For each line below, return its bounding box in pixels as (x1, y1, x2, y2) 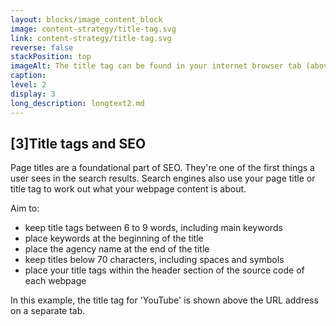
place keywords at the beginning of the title (24, 232, 204, 245)
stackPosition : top (10, 52, 92, 62)
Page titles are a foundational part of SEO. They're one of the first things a (10, 162, 315, 174)
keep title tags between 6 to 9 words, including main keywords (24, 222, 283, 234)
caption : (10, 71, 47, 81)
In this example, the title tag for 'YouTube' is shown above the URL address (10, 294, 319, 306)
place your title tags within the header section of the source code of (24, 264, 305, 276)
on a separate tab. (10, 305, 86, 317)
